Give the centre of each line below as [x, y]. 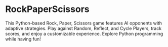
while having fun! [23, 39]
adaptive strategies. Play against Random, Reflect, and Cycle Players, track [83, 28]
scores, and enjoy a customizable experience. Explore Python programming [84, 33]
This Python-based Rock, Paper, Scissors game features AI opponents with [84, 23]
